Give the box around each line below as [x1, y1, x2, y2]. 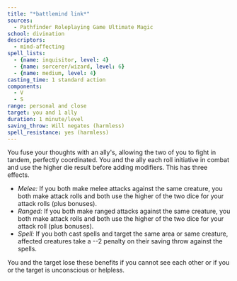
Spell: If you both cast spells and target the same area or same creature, [17, 229, 229, 238]
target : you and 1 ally [7, 109, 78, 116]
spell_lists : [7, 50, 46, 57]
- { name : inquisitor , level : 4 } [13, 57, 110, 64]
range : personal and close [7, 103, 87, 110]
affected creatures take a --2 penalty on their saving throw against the [17, 237, 223, 246]
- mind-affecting [13, 43, 65, 50]
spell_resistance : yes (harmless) [7, 129, 110, 136]
